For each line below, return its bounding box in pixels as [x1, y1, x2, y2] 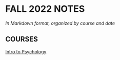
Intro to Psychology [5, 48, 47, 54]
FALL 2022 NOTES [5, 3, 85, 15]
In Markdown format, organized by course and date [5, 20, 115, 26]
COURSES [5, 35, 38, 44]
